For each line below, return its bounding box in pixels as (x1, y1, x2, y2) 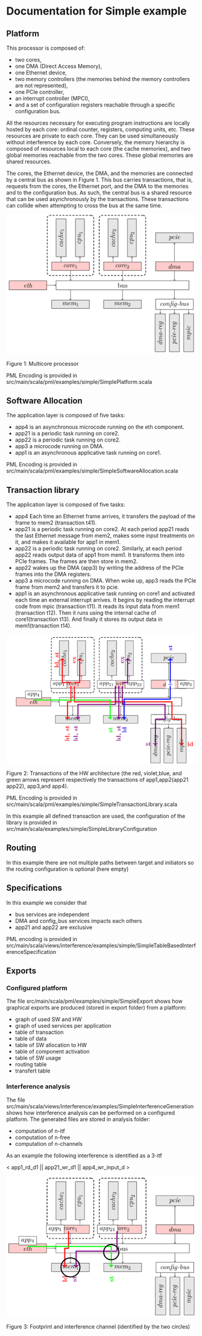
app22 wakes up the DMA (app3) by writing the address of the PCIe (14, 564, 184, 572)
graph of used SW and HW (14, 1016, 82, 1023)
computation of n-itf (14, 1127, 65, 1134)
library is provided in (6, 819, 57, 826)
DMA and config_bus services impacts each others (14, 917, 142, 924)
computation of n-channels (14, 1140, 83, 1147)
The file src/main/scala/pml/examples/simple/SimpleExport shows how (6, 997, 183, 1005)
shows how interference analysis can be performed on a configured (6, 1109, 175, 1116)
